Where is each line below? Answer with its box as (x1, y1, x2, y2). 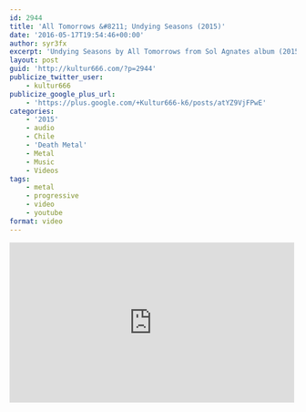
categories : (9, 107, 55, 116)
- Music (25, 157, 55, 167)
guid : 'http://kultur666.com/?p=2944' (9, 65, 157, 74)
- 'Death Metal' (25, 140, 88, 149)
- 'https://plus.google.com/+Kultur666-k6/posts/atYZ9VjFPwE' (25, 98, 267, 108)
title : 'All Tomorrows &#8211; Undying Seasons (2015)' (9, 22, 226, 31)
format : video (9, 216, 64, 226)
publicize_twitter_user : (9, 73, 104, 82)
